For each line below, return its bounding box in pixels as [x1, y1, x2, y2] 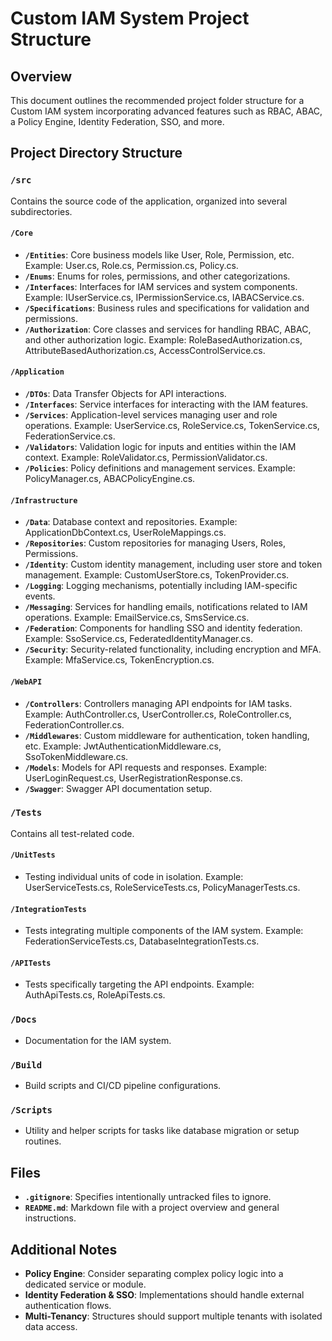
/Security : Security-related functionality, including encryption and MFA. [24, 643, 322, 656]
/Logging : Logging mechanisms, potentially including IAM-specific [24, 580, 298, 592]
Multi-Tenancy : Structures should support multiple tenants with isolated [24, 1310, 323, 1322]
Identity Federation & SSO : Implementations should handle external [24, 1288, 305, 1301]
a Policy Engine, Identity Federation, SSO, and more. [10, 116, 225, 127]
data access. [24, 1320, 78, 1332]
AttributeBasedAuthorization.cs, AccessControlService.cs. [24, 344, 266, 356]
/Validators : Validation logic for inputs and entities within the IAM [24, 441, 297, 453]
